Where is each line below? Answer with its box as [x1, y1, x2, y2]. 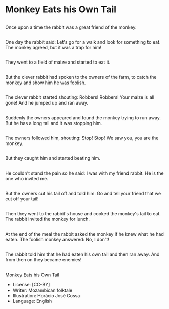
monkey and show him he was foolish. [5, 79, 86, 86]
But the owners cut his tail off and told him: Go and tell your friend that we [5, 191, 161, 197]
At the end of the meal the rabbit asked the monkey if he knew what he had [5, 231, 164, 237]
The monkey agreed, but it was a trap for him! [5, 44, 102, 50]
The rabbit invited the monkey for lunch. [5, 216, 90, 222]
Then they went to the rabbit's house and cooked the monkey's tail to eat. [5, 211, 161, 217]
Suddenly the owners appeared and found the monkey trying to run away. [5, 114, 161, 121]
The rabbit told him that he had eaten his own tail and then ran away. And [5, 251, 160, 257]
